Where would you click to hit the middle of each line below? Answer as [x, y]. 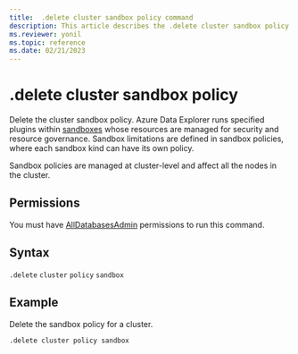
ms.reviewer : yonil [46, 34]
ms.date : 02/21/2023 [48, 51]
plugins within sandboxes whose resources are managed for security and [144, 130]
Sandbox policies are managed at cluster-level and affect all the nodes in [143, 165]
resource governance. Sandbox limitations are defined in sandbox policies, [146, 139]
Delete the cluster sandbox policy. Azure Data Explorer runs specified [137, 120]
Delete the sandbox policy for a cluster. [81, 324]
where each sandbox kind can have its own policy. [102, 148]
